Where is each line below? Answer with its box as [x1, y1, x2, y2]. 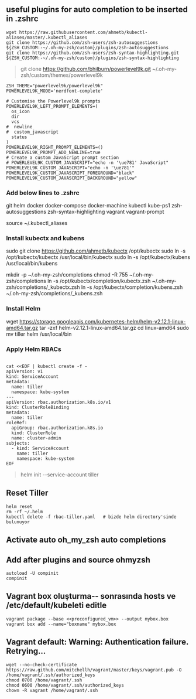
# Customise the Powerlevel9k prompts [6, 98, 101, 104]
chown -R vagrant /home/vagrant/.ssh [6, 687, 98, 693]
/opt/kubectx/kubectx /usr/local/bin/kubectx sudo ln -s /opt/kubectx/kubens [6, 254, 191, 261]
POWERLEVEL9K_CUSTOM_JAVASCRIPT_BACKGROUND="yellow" [6, 175, 137, 181]
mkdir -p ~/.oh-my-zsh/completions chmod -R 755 [6, 271, 128, 278]
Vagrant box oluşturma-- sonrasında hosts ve [6, 591, 176, 601]
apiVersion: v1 [6, 369, 43, 374]
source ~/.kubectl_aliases [6, 220, 68, 227]
